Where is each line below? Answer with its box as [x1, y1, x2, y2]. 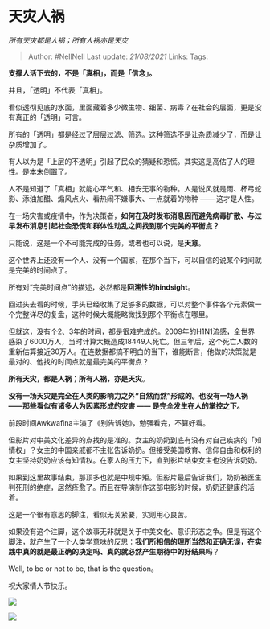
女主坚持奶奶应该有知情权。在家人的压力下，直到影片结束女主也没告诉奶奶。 [8, 455, 262, 465]
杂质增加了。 [8, 139, 51, 149]
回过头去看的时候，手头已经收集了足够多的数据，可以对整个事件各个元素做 [8, 299, 255, 309]
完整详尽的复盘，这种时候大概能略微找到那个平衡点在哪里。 [14, 309, 213, 319]
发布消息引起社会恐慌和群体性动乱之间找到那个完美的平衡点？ [14, 220, 219, 230]
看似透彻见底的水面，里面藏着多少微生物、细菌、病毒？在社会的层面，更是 [8, 102, 255, 112]
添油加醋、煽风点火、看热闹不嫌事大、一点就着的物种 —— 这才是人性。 [22, 194, 259, 203]
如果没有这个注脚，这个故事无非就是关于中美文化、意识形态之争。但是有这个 [8, 526, 262, 536]
